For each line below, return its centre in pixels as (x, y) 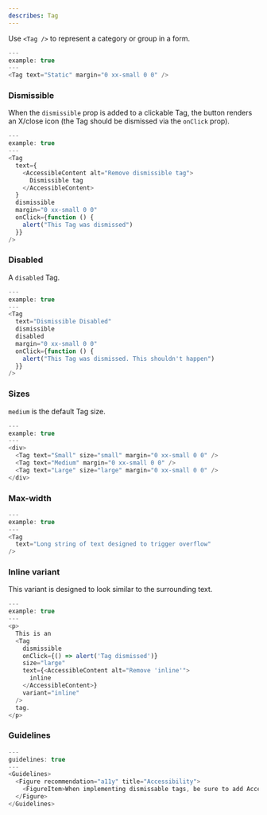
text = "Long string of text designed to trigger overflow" (114, 544)
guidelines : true (37, 759)
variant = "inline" (51, 693)
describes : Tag (33, 16)
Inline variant (34, 572)
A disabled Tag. (34, 277)
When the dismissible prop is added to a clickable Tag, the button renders (130, 113)
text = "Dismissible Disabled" (64, 322)
